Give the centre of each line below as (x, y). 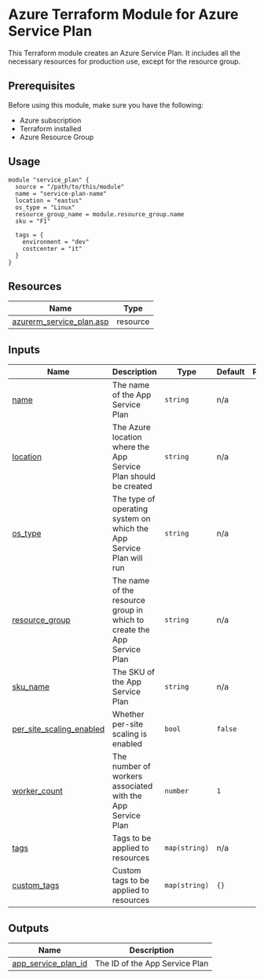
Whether (128, 715)
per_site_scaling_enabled (59, 729)
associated (133, 786)
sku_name (31, 687)
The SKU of (134, 672)
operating (130, 509)
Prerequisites (42, 86)
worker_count (37, 791)
